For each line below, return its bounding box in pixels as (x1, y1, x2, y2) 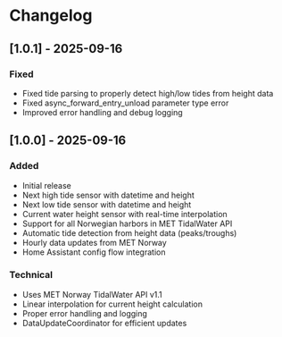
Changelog (9, 5, 93, 26)
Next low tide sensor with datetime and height (21, 198, 192, 210)
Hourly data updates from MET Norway (21, 237, 167, 248)
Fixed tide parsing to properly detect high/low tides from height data (21, 88, 274, 98)
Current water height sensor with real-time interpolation (21, 208, 228, 219)
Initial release (21, 180, 71, 190)
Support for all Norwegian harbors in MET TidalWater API (21, 218, 233, 229)
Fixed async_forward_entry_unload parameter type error (21, 97, 229, 108)
